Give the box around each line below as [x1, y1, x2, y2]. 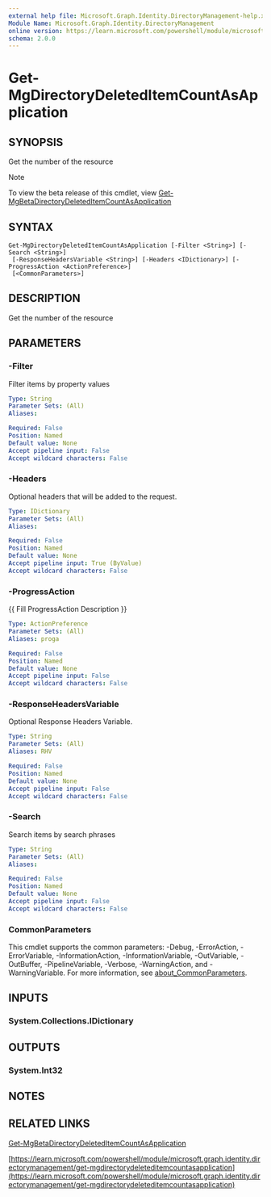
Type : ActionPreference [8, 620, 89, 628]
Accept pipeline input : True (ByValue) [8, 559, 143, 567]
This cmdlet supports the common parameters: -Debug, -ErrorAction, [8, 942, 240, 952]
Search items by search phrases [8, 829, 115, 839]
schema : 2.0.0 [8, 34, 56, 43]
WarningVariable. [8, 968, 66, 977]
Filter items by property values [8, 379, 110, 388]
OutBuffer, [8, 960, 43, 969]
